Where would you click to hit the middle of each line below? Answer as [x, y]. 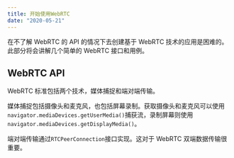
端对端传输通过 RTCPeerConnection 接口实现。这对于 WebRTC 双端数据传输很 [117, 139]
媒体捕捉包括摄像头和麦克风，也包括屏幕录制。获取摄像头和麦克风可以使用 [116, 106]
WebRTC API [36, 73]
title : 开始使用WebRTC [39, 14]
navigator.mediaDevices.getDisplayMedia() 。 [74, 124]
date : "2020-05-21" [36, 21]
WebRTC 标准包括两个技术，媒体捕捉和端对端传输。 [83, 91]
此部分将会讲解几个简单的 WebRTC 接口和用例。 [78, 50]
